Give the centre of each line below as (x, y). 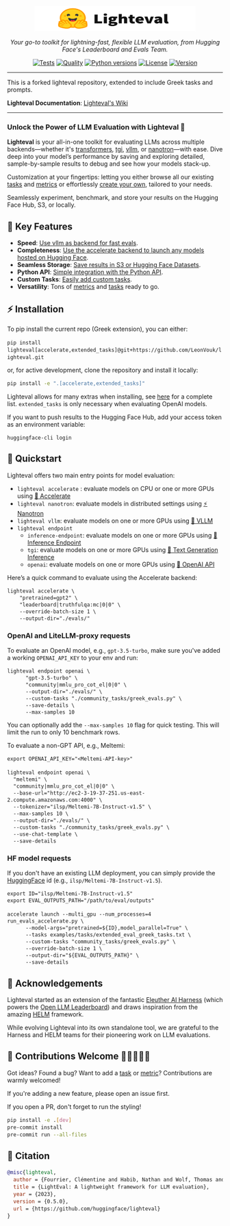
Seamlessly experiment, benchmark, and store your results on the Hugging (113, 198)
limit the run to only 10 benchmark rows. (64, 732)
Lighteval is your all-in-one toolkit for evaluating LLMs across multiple (106, 142)
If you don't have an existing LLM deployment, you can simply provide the (111, 873)
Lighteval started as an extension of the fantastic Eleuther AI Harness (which (115, 1000)
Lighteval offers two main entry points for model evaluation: (91, 475)
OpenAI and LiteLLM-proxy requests (69, 636)
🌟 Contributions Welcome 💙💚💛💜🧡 (79, 1056)
